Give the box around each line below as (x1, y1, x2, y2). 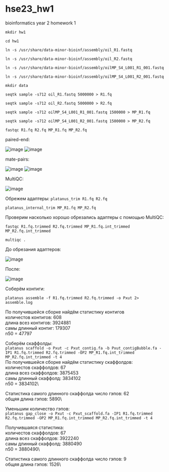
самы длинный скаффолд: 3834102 (5, 375, 81, 381)
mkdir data (5, 83, 28, 88)
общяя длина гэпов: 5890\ (5, 396, 62, 402)
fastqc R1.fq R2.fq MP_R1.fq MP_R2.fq (5, 128, 87, 133)
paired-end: (5, 136, 30, 142)
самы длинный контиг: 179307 (5, 325, 71, 331)
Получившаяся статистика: (5, 424, 64, 430)
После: (5, 266, 21, 272)
